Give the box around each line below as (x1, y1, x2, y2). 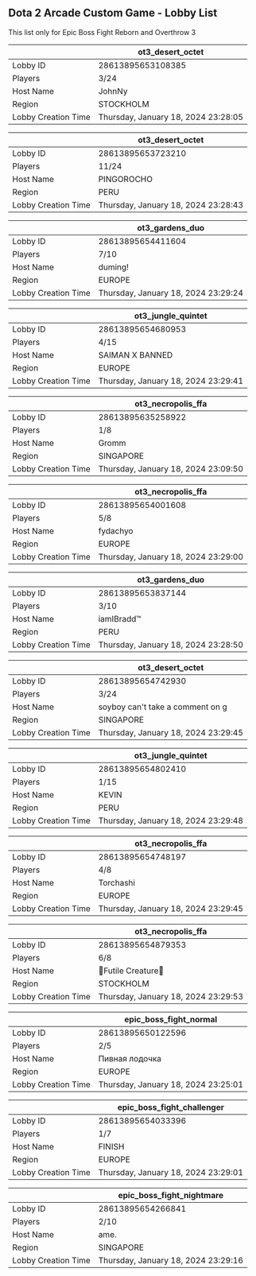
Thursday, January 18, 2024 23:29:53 (98, 991, 244, 1002)
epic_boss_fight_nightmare (118, 1189, 224, 1200)
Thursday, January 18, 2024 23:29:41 (98, 375, 244, 386)
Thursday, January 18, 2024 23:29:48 (98, 815, 244, 826)
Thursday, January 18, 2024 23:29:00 (98, 551, 244, 562)
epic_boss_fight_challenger (117, 1101, 224, 1112)
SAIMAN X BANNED (98, 349, 173, 360)
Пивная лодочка (98, 1053, 161, 1064)
